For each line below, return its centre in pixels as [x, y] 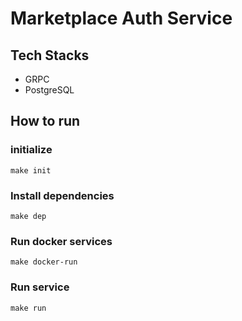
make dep [28, 216]
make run [28, 308]
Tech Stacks [50, 55]
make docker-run [44, 262]
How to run [45, 121]
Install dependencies [62, 195]
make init [31, 170]
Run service [40, 287]
